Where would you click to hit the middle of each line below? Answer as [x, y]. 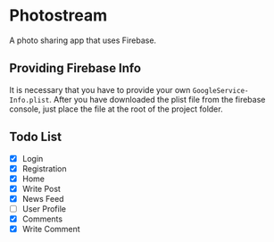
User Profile [44, 209]
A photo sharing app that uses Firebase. [83, 40]
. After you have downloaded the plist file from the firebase [157, 99]
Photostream [58, 16]
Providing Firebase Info [75, 68]
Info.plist [29, 100]
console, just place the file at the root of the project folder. [116, 109]
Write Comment [51, 229]
